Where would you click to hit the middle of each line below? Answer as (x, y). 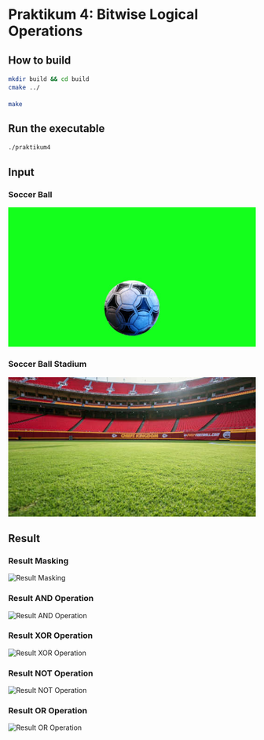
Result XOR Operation (50, 636)
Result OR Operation (48, 711)
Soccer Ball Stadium (48, 365)
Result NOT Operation (51, 673)
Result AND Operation (51, 599)
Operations (46, 31)
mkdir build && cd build (49, 79)
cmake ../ (24, 87)
